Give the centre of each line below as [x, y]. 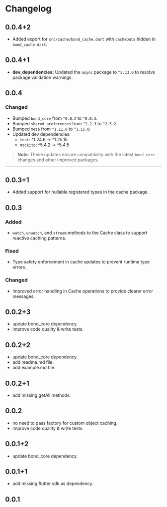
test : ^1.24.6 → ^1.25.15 [44, 139]
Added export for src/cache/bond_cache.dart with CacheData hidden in [84, 39]
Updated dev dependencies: [42, 134]
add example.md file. [34, 368]
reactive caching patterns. [39, 238]
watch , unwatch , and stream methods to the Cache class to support [80, 233]
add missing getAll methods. [42, 395]
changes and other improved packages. [58, 160]
